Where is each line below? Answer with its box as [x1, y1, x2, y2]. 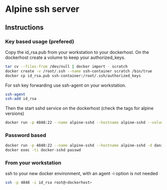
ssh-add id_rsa [5, 96, 37, 101]
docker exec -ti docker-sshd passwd [5, 147, 81, 153]
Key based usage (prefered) [5, 38, 75, 45]
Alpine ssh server [5, 3, 80, 15]
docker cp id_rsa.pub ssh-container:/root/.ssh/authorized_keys [5, 73, 141, 78]
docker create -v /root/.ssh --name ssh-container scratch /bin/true [5, 68, 153, 74]
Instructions [5, 23, 44, 32]
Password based [5, 132, 46, 139]
